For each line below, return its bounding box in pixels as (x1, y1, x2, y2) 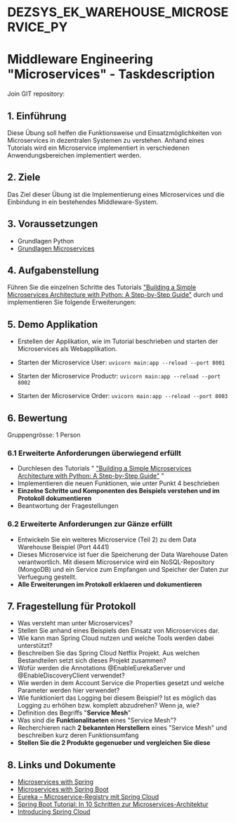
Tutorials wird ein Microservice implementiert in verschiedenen (7, 143, 190, 152)
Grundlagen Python (17, 236, 74, 245)
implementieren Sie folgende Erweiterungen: (7, 298, 136, 307)
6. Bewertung (7, 412, 68, 424)
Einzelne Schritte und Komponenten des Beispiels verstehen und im (17, 487, 220, 495)
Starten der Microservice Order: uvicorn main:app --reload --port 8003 (17, 392, 228, 400)
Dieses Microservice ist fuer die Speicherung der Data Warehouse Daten (17, 550, 228, 559)
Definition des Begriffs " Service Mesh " (17, 708, 131, 717)
